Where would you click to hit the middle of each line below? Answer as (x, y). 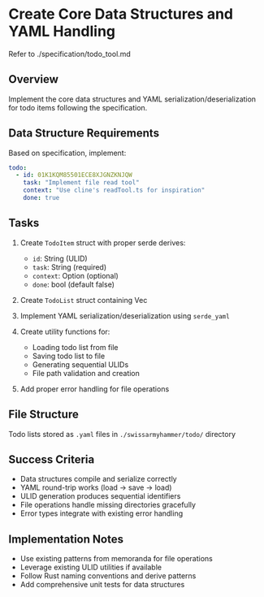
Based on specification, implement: (67, 153)
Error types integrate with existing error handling (102, 513)
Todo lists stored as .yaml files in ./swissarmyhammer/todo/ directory (122, 434)
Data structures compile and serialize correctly (98, 479)
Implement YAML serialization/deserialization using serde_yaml (125, 316)
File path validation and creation (86, 373)
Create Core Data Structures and (121, 14)
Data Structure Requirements (84, 134)
